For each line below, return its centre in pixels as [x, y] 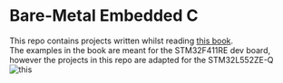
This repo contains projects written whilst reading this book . [122, 41]
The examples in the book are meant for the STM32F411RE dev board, [140, 50]
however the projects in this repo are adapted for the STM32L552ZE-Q [141, 60]
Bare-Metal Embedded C [104, 16]
